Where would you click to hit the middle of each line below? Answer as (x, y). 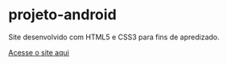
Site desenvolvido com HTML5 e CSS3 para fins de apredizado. (114, 37)
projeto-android (62, 15)
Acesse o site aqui (39, 52)
